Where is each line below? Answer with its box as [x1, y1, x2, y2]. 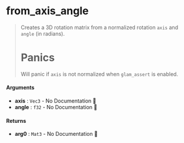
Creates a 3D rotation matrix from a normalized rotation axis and [20, 24, 179, 31]
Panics [20, 51, 55, 65]
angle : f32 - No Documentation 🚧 [14, 104, 98, 111]
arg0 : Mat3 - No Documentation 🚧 [14, 131, 98, 138]
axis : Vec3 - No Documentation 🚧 [14, 97, 96, 104]
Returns [6, 117, 27, 124]
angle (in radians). [20, 30, 65, 37]
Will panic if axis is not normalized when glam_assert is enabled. [20, 70, 179, 78]
